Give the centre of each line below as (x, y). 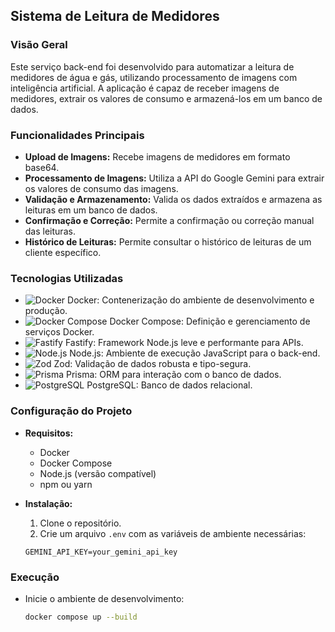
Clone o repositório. (80, 523)
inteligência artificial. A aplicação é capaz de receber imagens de (145, 88)
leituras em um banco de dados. (91, 210)
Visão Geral (39, 45)
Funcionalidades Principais (77, 135)
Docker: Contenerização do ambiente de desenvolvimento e (191, 300)
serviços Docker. (59, 332)
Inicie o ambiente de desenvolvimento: (104, 598)
